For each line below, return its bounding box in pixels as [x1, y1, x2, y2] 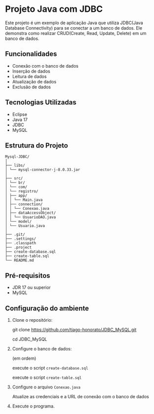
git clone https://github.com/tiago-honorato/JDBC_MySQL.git [12, 327, 137, 333]
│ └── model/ [5, 219, 32, 224]
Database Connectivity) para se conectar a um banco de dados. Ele [5, 25, 143, 31]
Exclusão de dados [12, 84, 51, 90]
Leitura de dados [12, 73, 47, 79]
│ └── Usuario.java [5, 224, 45, 228]
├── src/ [5, 176, 23, 181]
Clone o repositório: [12, 317, 53, 323]
